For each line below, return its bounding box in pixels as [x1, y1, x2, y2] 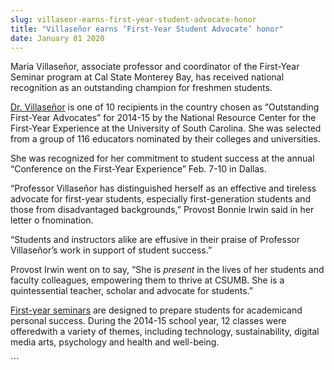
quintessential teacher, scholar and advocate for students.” [10, 285, 253, 297]
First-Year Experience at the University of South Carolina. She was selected [10, 122, 322, 135]
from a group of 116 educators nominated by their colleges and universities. [10, 133, 322, 145]
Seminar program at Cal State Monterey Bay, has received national [10, 71, 285, 83]
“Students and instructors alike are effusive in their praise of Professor [10, 234, 300, 246]
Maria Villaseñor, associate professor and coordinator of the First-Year [10, 61, 300, 73]
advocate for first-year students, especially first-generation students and [10, 193, 312, 205]
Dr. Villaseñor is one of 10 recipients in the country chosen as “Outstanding [10, 101, 320, 113]
